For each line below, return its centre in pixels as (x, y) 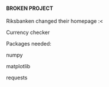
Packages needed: (29, 44)
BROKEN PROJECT (30, 8)
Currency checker (28, 33)
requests (17, 78)
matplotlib (18, 67)
